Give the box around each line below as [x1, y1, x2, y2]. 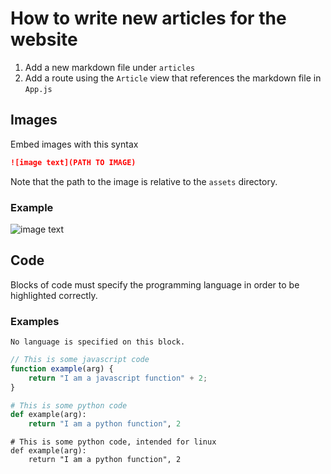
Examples [10, 314, 60, 328]
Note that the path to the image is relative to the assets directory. [10, 175, 278, 187]
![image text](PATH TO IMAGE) [10, 157, 137, 167]
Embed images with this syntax [10, 138, 139, 150]
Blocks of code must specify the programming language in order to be [10, 278, 300, 291]
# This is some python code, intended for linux [10, 437, 217, 447]
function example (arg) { [10, 363, 114, 374]
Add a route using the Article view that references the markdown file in [24, 72, 322, 84]
